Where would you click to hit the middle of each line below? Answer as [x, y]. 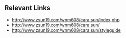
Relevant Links [27, 8]
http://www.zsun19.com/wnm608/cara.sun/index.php [65, 19]
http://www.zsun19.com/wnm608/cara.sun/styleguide [66, 30]
